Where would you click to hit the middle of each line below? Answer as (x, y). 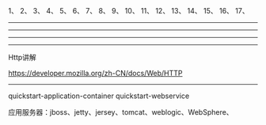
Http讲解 (23, 57)
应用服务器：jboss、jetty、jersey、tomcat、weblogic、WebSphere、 (121, 112)
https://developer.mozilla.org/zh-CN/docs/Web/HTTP (95, 73)
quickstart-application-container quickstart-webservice (99, 96)
